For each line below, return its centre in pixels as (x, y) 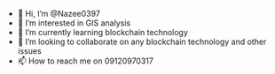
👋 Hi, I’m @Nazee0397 (59, 14)
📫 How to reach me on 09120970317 (85, 61)
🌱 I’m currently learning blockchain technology (103, 32)
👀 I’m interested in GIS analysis (74, 23)
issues (29, 51)
